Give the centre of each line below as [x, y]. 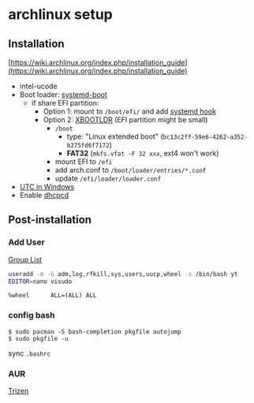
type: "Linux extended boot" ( [115, 136]
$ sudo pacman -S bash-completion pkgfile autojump [95, 332]
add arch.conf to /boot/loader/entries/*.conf [131, 170]
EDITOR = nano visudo [40, 282]
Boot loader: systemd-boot [64, 95]
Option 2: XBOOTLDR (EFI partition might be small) [125, 119]
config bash [32, 315]
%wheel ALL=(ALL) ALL [52, 296]
